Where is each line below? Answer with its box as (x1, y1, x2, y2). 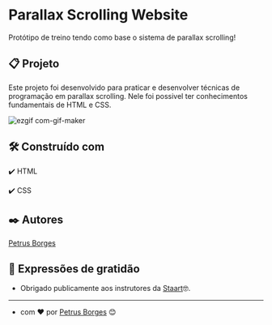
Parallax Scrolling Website (8, 6, 189, 24)
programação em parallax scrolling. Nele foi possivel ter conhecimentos (8, 91, 249, 100)
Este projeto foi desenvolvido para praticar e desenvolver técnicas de (8, 83, 240, 92)
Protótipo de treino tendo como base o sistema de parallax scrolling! (8, 32, 236, 42)
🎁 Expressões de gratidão (8, 262, 140, 276)
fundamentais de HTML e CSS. (8, 100, 112, 109)
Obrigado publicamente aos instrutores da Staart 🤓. (19, 284, 191, 293)
